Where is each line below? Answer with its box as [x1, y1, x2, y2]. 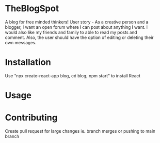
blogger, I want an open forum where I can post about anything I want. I [5, 24, 148, 30]
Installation [5, 57, 51, 68]
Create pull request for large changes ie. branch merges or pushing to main [5, 128, 156, 134]
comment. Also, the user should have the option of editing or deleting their [5, 35, 154, 40]
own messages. [5, 39, 37, 45]
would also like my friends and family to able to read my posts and [5, 29, 137, 35]
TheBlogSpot [5, 3, 59, 14]
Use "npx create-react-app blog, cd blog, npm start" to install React [5, 72, 141, 78]
